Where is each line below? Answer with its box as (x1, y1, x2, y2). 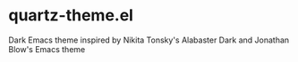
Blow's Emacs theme (8, 43, 86, 54)
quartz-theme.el (8, 5, 133, 26)
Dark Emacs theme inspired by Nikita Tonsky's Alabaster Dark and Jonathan (8, 35, 290, 45)
